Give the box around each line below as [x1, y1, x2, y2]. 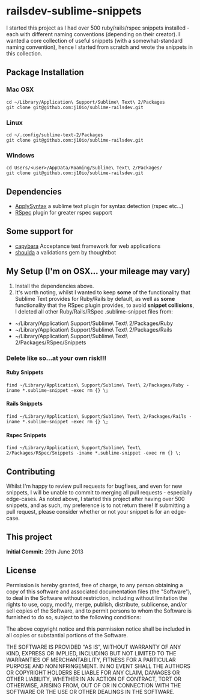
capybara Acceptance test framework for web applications [14, 242, 161, 250]
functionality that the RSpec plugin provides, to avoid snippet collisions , [14, 301, 194, 309]
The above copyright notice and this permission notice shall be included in [6, 625, 190, 632]
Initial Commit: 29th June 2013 [6, 547, 84, 555]
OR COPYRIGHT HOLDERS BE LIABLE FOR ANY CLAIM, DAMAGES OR [6, 669, 180, 676]
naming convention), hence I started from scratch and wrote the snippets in [6, 43, 193, 51]
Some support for [6, 226, 74, 236]
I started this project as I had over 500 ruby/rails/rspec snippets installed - [6, 24, 190, 31]
